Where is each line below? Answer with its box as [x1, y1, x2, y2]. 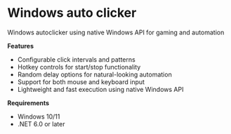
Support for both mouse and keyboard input [17, 77, 145, 86]
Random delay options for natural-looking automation [17, 70, 172, 79]
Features [7, 41, 34, 50]
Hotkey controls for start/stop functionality [17, 62, 141, 71]
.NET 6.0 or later [17, 119, 65, 128]
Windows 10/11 [17, 112, 60, 121]
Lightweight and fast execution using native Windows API [17, 85, 184, 93]
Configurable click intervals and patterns [17, 55, 136, 64]
